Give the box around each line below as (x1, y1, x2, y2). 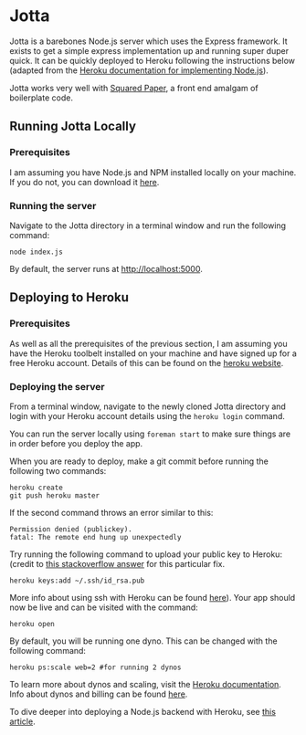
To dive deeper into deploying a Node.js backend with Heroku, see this (9, 706, 277, 717)
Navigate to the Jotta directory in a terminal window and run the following (9, 220, 286, 231)
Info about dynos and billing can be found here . (9, 688, 188, 699)
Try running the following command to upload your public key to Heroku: (9, 549, 283, 560)
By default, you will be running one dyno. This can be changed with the (9, 635, 278, 646)
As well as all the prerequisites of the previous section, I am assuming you (9, 338, 288, 349)
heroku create (9, 483, 64, 492)
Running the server (9, 199, 97, 212)
